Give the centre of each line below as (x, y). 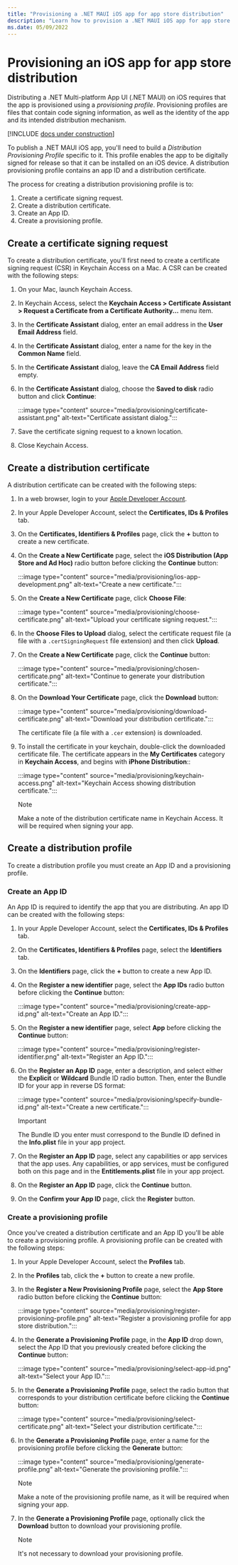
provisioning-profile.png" (55, 1318)
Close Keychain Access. (53, 446)
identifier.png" (39, 1057)
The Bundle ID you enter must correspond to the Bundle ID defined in (119, 1135)
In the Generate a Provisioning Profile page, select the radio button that (123, 1390)
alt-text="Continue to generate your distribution (135, 676)
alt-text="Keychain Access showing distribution (126, 783)
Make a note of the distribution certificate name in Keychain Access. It (120, 818)
